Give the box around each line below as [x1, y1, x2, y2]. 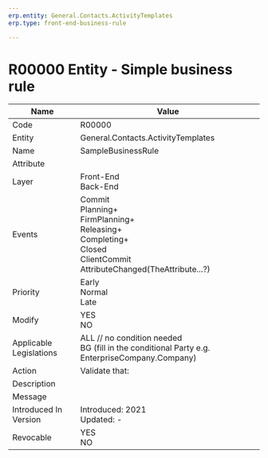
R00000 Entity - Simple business [8, 61, 233, 78]
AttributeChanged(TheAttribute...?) [80, 264, 211, 275]
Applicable [12, 338, 53, 349]
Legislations [12, 347, 57, 358]
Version [12, 414, 41, 425]
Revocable [12, 432, 52, 443]
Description [12, 378, 56, 389]
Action [12, 366, 37, 377]
